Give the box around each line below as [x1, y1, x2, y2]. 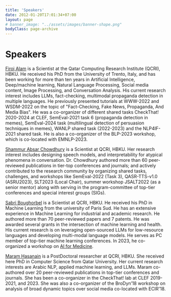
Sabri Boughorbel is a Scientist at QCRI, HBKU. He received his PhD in [5, 200, 153, 206]
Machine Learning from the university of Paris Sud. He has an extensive [5, 205, 157, 211]
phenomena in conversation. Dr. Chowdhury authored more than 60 [5, 157, 148, 163]
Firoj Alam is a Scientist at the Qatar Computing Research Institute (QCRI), [5, 66, 161, 72]
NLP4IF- [142, 125, 161, 132]
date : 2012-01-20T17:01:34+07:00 [5, 12, 77, 17]
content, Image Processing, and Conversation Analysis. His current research [5, 88, 166, 94]
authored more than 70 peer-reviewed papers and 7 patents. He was [5, 216, 150, 222]
